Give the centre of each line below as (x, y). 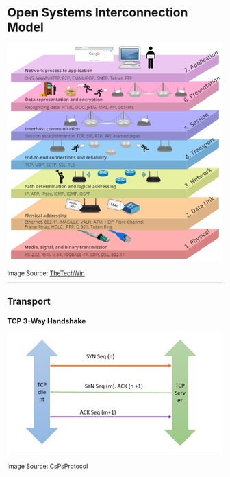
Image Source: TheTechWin (46, 273)
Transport (29, 301)
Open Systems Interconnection (98, 13)
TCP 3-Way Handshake (47, 321)
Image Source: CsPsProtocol (48, 466)
